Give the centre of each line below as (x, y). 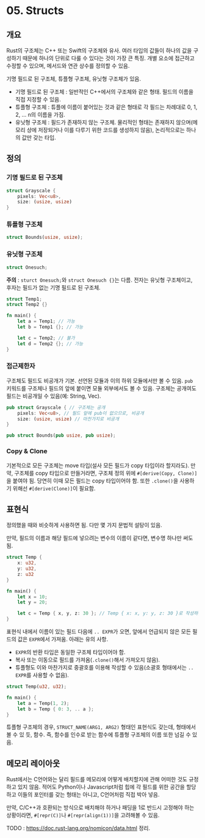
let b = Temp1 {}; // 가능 (50, 327)
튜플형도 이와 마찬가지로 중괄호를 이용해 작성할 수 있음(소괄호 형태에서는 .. (104, 668)
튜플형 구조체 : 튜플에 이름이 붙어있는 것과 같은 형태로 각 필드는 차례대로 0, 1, (106, 107)
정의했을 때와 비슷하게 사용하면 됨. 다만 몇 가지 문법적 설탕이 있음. (85, 525)
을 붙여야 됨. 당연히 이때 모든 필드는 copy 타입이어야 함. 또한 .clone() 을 (92, 481)
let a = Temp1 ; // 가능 (46, 321)
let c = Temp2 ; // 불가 (46, 338)
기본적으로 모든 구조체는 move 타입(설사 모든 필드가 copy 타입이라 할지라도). (98, 465)
